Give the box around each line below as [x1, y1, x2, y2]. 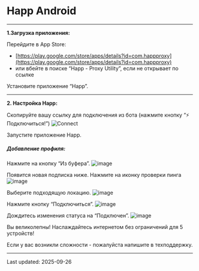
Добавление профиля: [6, 145, 66, 152]
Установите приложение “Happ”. [6, 82, 89, 89]
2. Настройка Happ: [6, 99, 58, 107]
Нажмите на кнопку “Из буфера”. [6, 160, 90, 167]
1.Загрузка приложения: [6, 29, 70, 36]
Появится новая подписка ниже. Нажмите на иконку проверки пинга [6, 171, 182, 178]
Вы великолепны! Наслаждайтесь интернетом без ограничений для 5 [6, 223, 183, 230]
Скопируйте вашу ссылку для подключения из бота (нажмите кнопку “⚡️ [6, 111, 190, 118]
